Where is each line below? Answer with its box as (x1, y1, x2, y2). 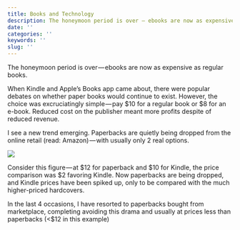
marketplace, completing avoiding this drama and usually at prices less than (7, 207, 231, 216)
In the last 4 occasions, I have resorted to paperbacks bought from (7, 200, 204, 208)
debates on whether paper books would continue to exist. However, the (7, 92, 218, 100)
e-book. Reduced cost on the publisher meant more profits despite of (7, 108, 212, 115)
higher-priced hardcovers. (7, 186, 85, 194)
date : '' (7, 23, 34, 31)
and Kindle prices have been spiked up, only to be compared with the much (7, 179, 230, 187)
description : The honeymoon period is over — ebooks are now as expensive (7, 17, 235, 24)
